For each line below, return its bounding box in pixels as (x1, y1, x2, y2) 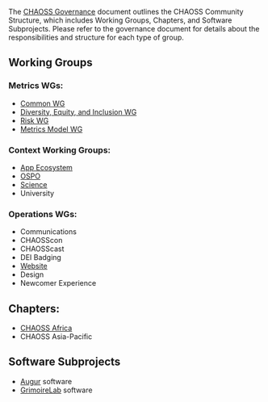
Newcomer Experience (19, 278, 97, 288)
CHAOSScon (19, 236, 63, 245)
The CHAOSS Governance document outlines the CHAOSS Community (8, 7, 244, 16)
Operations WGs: (8, 208, 77, 220)
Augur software (19, 376, 73, 386)
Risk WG (19, 115, 49, 125)
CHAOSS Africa (19, 323, 73, 333)
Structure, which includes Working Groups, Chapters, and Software (8, 15, 232, 25)
